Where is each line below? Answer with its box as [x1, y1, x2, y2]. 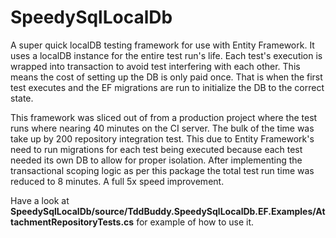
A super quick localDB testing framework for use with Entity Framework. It [10, 39, 315, 51]
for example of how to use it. [136, 216, 255, 228]
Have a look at [10, 194, 70, 206]
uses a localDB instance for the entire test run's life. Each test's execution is [10, 49, 323, 61]
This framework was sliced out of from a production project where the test [10, 111, 318, 123]
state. [10, 92, 34, 104]
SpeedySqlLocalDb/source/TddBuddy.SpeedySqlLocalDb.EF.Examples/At [10, 205, 326, 217]
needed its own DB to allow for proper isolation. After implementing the [10, 154, 303, 166]
